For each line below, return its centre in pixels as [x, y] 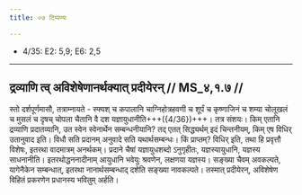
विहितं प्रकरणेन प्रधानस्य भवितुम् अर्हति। [64, 180]
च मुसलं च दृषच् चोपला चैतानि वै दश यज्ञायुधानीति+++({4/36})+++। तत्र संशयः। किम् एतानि [145, 120]
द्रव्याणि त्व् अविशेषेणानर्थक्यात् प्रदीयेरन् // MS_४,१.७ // [126, 88]
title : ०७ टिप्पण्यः [38, 18]
